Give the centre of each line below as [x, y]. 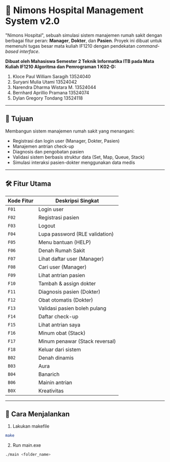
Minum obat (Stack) [62, 333]
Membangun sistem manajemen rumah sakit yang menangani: [70, 131]
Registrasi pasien [59, 217]
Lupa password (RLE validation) [76, 234]
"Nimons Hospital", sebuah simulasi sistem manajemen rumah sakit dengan [84, 35]
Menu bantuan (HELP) [65, 242]
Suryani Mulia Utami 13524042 [45, 82]
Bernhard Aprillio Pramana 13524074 [51, 92]
